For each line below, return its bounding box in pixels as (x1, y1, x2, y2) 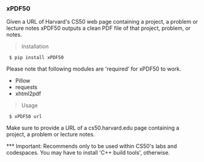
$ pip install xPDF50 (9, 55, 64, 61)
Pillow (15, 77, 30, 85)
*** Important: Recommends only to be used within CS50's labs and (6, 143, 177, 150)
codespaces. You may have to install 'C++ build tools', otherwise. (6, 149, 171, 157)
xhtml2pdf (15, 90, 41, 97)
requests (15, 83, 38, 91)
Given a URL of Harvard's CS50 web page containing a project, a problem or (6, 18, 199, 26)
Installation (21, 43, 49, 50)
